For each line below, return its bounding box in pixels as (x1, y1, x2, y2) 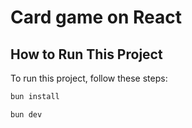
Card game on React (10, 6, 182, 29)
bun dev (10, 109, 43, 120)
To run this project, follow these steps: (10, 72, 168, 84)
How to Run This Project (10, 46, 163, 63)
